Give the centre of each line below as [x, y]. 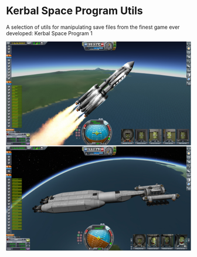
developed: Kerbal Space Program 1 [49, 33]
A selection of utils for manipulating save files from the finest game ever [93, 27]
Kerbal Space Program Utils [75, 11]
